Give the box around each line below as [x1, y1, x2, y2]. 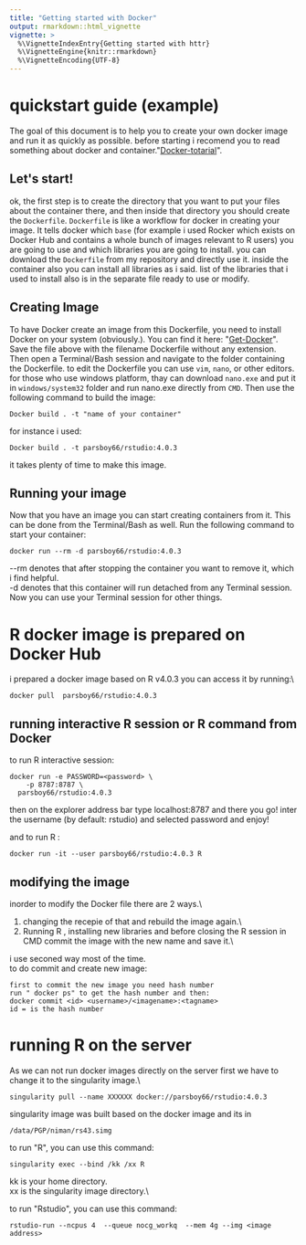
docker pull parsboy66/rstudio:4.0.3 [9, 691, 157, 701]
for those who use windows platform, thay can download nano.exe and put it [9, 372, 296, 384]
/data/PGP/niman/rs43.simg [9, 1125, 112, 1135]
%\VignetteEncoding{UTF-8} [17, 56, 121, 65]
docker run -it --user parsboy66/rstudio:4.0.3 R [9, 849, 203, 859]
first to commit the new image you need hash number [9, 980, 215, 989]
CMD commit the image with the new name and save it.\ [22, 935, 234, 946]
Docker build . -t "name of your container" [9, 409, 182, 418]
